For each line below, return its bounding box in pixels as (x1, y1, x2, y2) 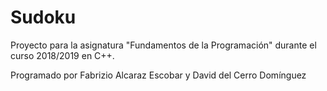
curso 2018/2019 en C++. (10, 49, 115, 61)
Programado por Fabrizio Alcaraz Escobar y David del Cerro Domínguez (10, 69, 307, 81)
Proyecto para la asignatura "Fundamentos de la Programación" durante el (10, 39, 317, 51)
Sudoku (10, 6, 77, 29)
